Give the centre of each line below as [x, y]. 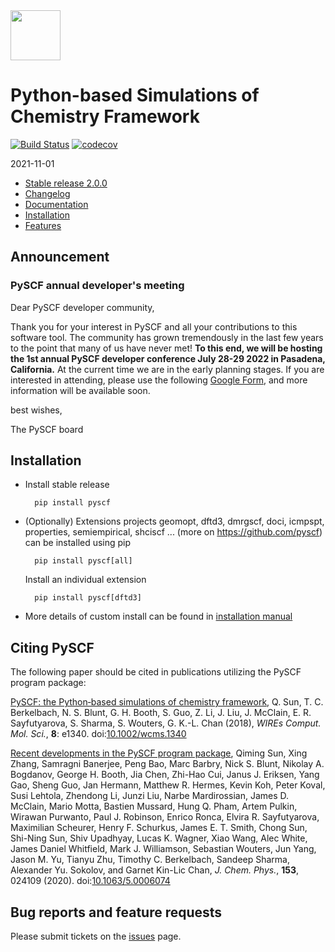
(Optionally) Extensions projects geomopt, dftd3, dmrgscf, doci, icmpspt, [174, 521]
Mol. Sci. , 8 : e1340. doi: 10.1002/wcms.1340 [98, 734]
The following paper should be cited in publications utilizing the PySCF [156, 672]
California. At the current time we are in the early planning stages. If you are [167, 369]
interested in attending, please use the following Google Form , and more [159, 380]
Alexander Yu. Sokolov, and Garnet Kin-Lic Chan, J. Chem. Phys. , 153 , [155, 870]
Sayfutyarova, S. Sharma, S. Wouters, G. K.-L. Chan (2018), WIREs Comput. [166, 723]
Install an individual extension [85, 580]
